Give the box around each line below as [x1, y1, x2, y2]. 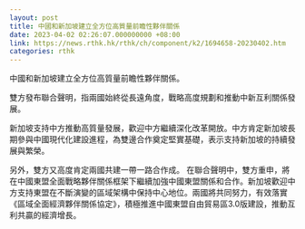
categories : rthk [9, 47, 75, 56]
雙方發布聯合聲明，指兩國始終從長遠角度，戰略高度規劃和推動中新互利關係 [9, 92, 288, 103]
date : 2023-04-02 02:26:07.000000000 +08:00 [9, 30, 181, 39]
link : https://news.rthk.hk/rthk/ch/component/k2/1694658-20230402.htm [9, 38, 286, 48]
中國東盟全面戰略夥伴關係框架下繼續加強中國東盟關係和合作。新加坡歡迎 [16, 176, 288, 186]
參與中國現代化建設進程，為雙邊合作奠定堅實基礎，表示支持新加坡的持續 [16, 134, 288, 145]
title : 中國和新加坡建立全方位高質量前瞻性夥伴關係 [9, 22, 180, 31]
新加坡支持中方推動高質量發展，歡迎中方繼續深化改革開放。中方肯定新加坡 [9, 123, 288, 134]
